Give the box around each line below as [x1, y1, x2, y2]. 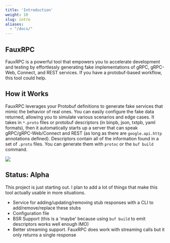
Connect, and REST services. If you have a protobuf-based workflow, [17, 69, 162, 75]
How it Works [5, 89, 49, 98]
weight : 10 [5, 12, 28, 17]
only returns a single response [12, 232, 77, 238]
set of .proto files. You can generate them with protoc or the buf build [5, 141, 154, 147]
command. [5, 146, 28, 153]
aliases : [5, 21, 24, 27]
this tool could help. [5, 75, 47, 81]
